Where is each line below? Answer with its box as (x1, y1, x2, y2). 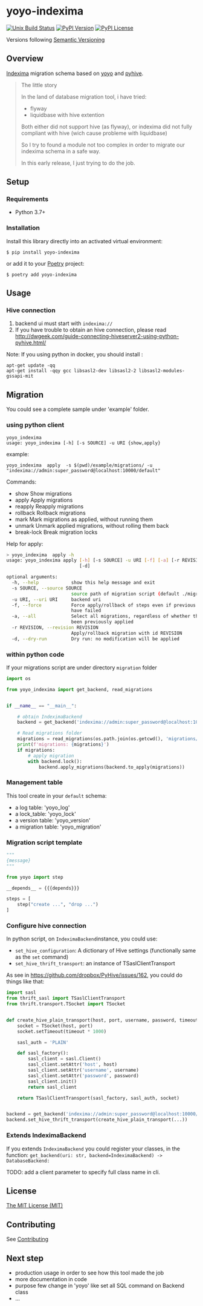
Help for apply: (6, 540, 43, 547)
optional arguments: (6, 574, 59, 580)
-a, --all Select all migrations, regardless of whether (11, 613, 190, 620)
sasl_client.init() (28, 1078, 77, 1085)
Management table (6, 778, 63, 787)
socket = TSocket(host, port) (17, 1023, 94, 1029)
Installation (6, 224, 40, 232)
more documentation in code (14, 1275, 88, 1282)
